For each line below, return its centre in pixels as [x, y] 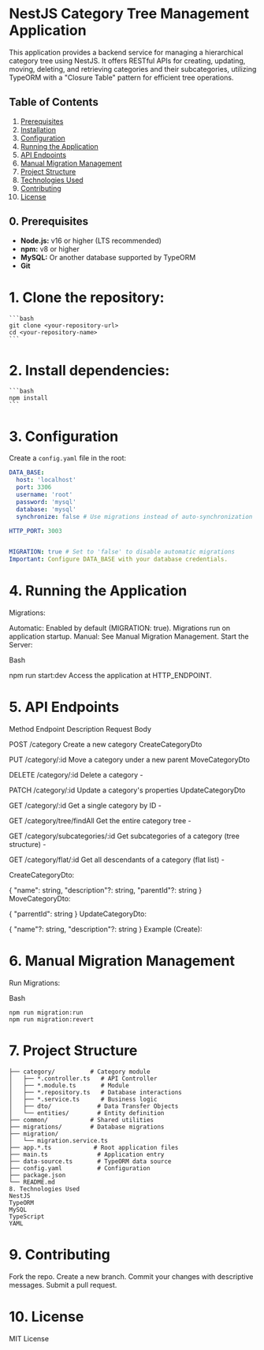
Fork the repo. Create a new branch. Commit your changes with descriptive [131, 1276]
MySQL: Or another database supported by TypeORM [108, 257]
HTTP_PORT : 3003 [35, 531]
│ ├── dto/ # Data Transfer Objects [94, 1106]
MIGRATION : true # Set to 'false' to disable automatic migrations [122, 552]
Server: [21, 645]
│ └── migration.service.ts [59, 1140]
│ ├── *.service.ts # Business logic [83, 1099]
